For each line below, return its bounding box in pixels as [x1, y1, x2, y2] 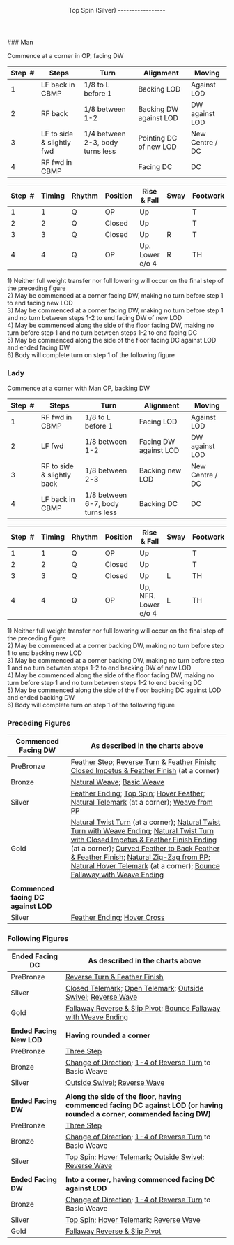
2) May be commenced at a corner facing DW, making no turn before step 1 [7, 292, 224, 299]
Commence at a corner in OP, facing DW [7, 52, 124, 59]
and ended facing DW [7, 343, 70, 352]
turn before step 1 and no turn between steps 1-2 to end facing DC [7, 329, 197, 337]
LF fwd [40, 441, 64, 451]
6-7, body [84, 499, 120, 509]
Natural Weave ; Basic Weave [70, 777, 165, 786]
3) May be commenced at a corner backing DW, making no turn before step [7, 656, 224, 665]
